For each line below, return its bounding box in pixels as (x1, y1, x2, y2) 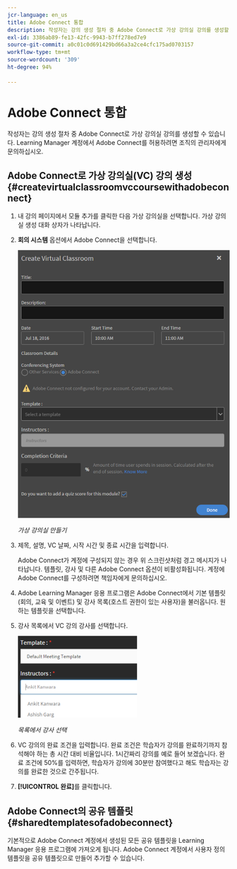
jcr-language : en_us (7, 11, 68, 18)
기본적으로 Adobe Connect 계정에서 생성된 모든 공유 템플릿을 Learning (7, 836, 205, 844)
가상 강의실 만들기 (17, 526, 67, 535)
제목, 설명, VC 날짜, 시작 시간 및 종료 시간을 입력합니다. (17, 541, 169, 549)
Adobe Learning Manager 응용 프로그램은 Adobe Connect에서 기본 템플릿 (17, 589, 226, 597)
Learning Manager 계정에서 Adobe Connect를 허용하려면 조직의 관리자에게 (16, 138, 227, 146)
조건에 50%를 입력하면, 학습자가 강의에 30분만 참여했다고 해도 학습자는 (25, 759, 222, 767)
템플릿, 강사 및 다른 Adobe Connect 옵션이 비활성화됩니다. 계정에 (44, 565, 225, 573)
